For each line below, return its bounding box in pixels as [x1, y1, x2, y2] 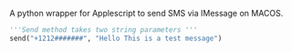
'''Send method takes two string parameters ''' [9, 26, 198, 35]
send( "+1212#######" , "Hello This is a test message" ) [9, 34, 223, 43]
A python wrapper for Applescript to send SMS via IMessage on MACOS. [9, 8, 284, 18]
